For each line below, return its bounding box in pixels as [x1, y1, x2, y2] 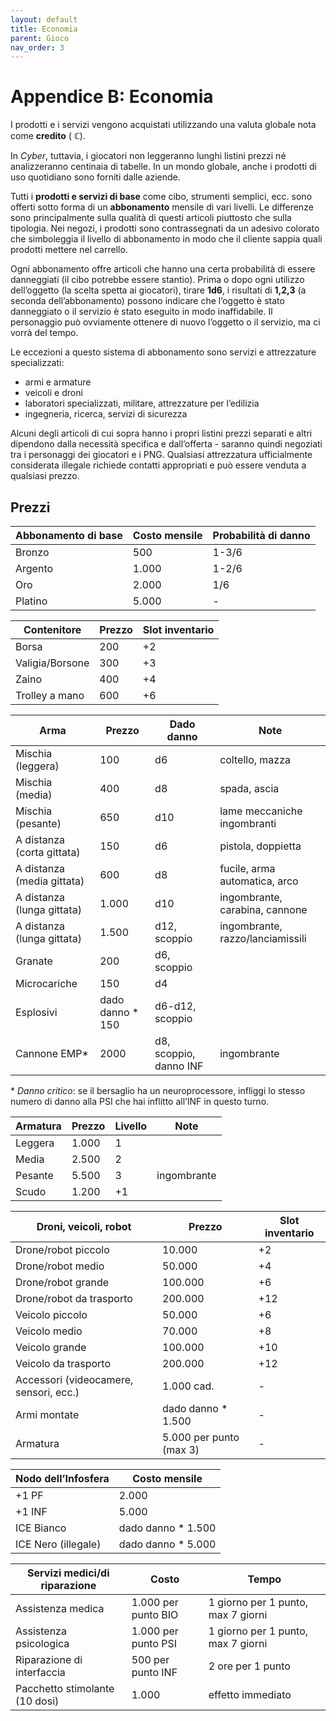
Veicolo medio [15, 1324, 83, 1338]
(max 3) [162, 1443, 200, 1456]
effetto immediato [208, 1688, 292, 1701]
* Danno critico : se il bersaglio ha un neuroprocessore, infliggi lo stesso [10, 1085, 306, 1096]
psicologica [15, 1637, 70, 1650]
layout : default [10, 14, 78, 25]
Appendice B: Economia [10, 86, 214, 108]
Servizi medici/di [27, 1566, 110, 1580]
